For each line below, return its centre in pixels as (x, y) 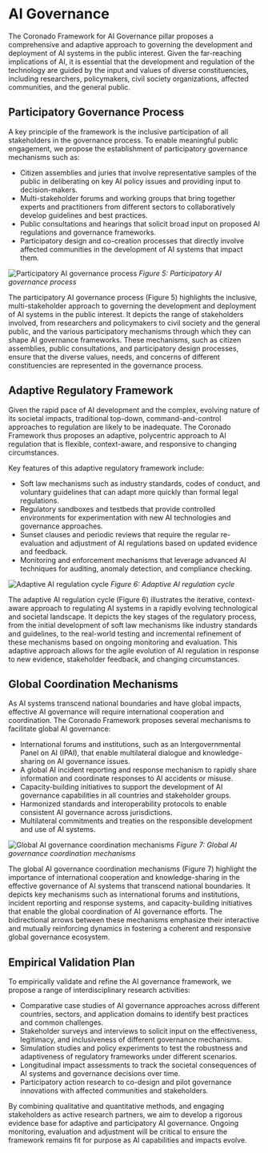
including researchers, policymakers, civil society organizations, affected (129, 78)
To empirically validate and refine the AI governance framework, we (120, 982)
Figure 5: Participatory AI (180, 273)
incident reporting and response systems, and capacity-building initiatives (130, 903)
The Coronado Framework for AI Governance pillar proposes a (111, 36)
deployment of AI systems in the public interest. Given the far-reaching (125, 53)
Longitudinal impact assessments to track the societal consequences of (138, 1065)
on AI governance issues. (88, 761)
